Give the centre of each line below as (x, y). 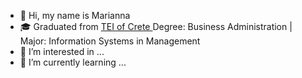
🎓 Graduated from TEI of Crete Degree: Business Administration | (156, 26)
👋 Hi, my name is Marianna (75, 15)
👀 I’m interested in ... (62, 51)
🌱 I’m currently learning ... (73, 62)
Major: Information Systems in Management (110, 41)
